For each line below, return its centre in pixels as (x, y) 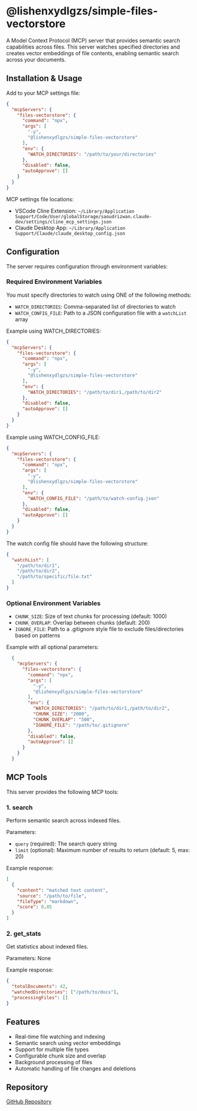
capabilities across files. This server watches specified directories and (93, 47)
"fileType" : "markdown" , (48, 901)
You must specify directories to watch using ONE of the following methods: (99, 295)
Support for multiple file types (52, 1049)
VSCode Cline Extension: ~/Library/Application (75, 211)
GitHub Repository (29, 1102)
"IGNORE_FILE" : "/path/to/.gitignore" (81, 725)
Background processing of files (54, 1062)
